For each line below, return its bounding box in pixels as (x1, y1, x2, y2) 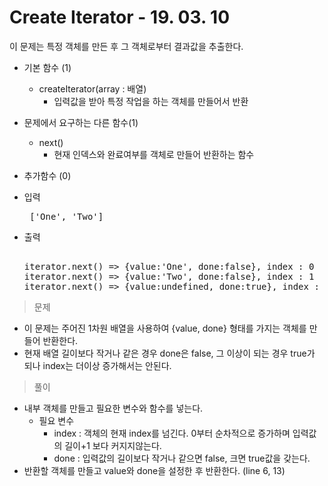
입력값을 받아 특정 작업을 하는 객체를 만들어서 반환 (53, 95, 249, 107)
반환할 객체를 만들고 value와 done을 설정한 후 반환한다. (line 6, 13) (23, 464, 286, 476)
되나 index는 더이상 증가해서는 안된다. (23, 359, 172, 371)
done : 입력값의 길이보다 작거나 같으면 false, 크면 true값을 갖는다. (53, 452, 311, 464)
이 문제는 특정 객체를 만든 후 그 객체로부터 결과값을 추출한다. (9, 40, 244, 52)
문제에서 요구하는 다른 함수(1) (23, 116, 139, 128)
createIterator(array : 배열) (38, 82, 147, 95)
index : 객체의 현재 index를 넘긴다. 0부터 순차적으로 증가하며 (53, 427, 291, 439)
